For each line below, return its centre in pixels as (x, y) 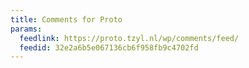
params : (26, 29)
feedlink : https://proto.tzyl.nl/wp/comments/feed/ (129, 38)
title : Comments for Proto (66, 19)
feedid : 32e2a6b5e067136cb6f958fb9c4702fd (109, 47)
